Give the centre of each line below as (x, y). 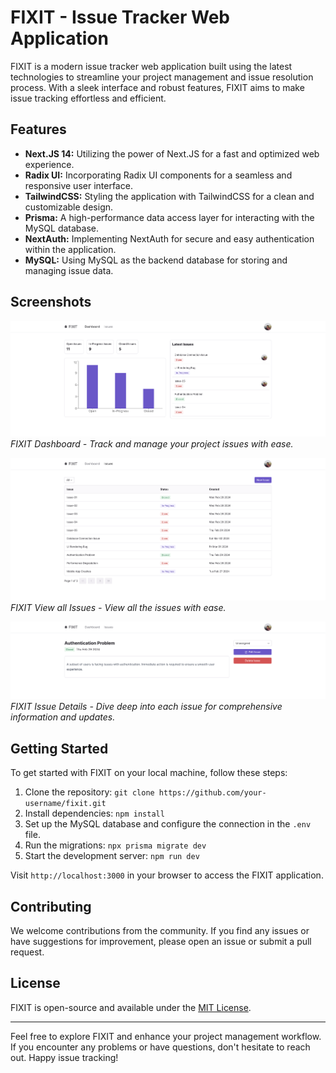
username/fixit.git (65, 804)
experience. (49, 164)
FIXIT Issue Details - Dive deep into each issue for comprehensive (146, 707)
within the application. (70, 249)
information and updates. (63, 717)
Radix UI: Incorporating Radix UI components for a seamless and (158, 175)
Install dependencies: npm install (94, 813)
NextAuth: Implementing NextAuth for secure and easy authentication (169, 238)
